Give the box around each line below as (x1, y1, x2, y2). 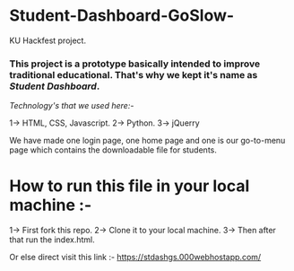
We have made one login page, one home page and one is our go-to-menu (9, 135, 286, 146)
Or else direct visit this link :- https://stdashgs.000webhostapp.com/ (9, 252, 262, 263)
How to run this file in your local (9, 176, 250, 197)
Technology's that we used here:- (9, 101, 134, 111)
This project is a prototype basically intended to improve (9, 57, 261, 70)
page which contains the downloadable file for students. (9, 144, 217, 155)
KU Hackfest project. (9, 35, 87, 46)
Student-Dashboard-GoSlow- (9, 5, 235, 26)
